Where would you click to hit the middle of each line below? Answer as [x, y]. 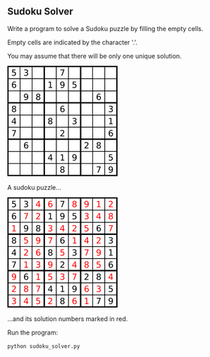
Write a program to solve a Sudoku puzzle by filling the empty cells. [105, 28]
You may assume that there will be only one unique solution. [94, 56]
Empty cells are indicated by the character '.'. [73, 42]
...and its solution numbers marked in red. [68, 319]
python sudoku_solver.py [44, 346]
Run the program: [33, 332]
